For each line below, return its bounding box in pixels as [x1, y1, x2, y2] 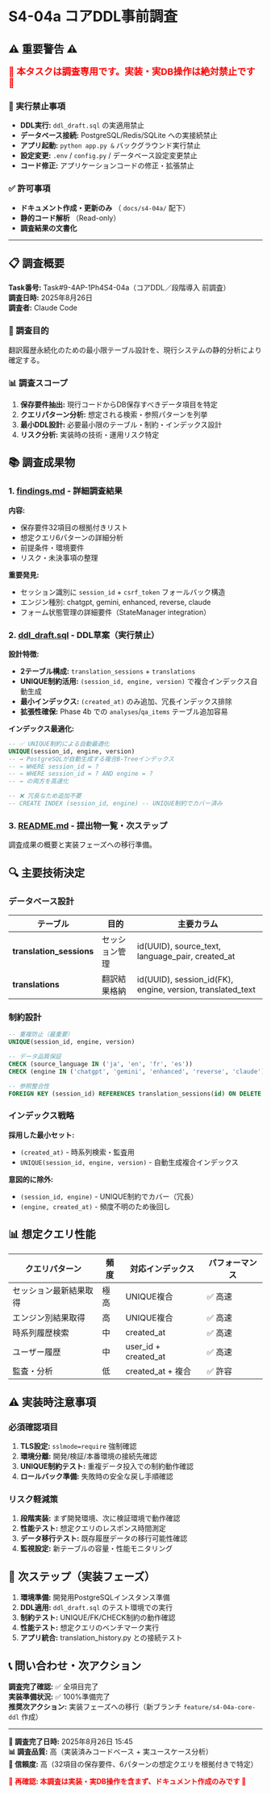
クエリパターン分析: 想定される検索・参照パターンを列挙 [19, 410, 208, 419]
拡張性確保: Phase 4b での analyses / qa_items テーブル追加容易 [19, 707, 228, 716]
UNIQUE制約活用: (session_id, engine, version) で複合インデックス [19, 676, 252, 686]
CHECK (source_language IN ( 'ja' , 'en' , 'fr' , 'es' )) [8, 1060, 194, 1068]
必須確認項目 [8, 1421, 59, 1433]
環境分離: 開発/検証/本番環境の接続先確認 [19, 1451, 157, 1461]
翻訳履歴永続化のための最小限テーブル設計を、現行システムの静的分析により [8, 344, 262, 355]
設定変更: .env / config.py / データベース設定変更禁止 [19, 151, 198, 161]
